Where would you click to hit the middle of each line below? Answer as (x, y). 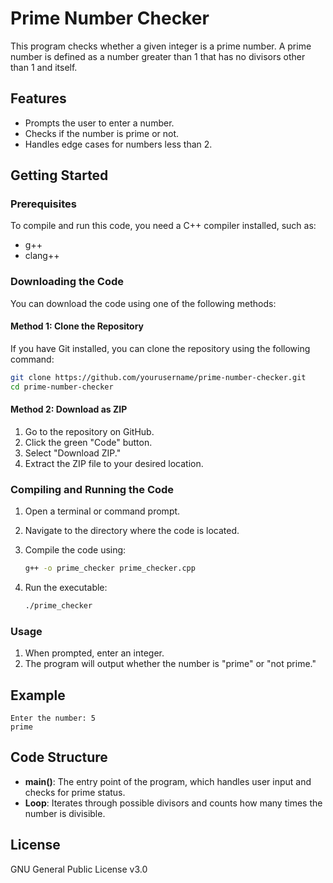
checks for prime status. (75, 792)
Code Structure (59, 757)
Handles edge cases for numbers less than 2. (118, 144)
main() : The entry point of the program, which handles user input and (168, 781)
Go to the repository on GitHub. (89, 431)
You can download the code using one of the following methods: (143, 303)
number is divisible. (65, 813)
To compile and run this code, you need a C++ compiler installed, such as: (163, 226)
